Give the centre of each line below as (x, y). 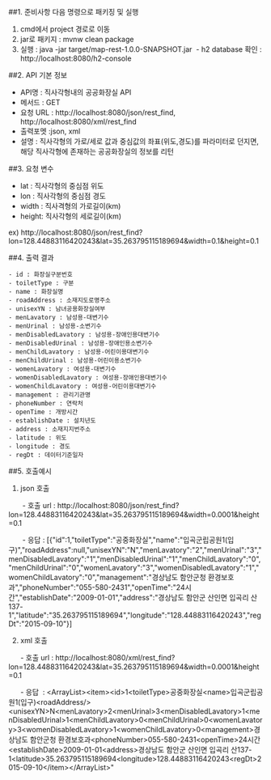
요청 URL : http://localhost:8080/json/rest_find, (98, 112)
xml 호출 (34, 640)
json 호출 (35, 488)
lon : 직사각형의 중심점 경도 (63, 196)
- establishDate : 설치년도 (52, 421)
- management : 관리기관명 (50, 395)
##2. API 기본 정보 (38, 75)
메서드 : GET (40, 102)
